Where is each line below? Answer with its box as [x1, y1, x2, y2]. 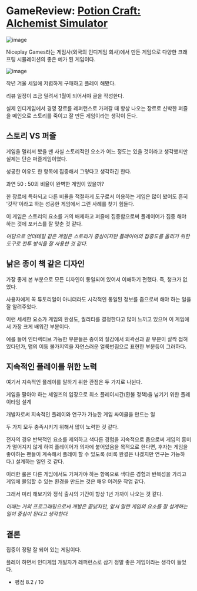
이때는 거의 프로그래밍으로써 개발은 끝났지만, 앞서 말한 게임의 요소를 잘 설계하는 [6, 503, 188, 510]
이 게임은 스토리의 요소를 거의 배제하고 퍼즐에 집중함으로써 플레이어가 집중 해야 [6, 212, 187, 219]
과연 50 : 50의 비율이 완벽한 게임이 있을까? [6, 180, 105, 187]
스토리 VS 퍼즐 [6, 131, 56, 141]
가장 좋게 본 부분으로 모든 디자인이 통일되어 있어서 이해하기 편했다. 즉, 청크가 [6, 275, 182, 283]
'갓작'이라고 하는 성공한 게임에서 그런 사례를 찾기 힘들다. [6, 200, 135, 207]
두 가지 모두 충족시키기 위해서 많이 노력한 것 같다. [6, 423, 119, 431]
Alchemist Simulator [6, 17, 108, 30]
